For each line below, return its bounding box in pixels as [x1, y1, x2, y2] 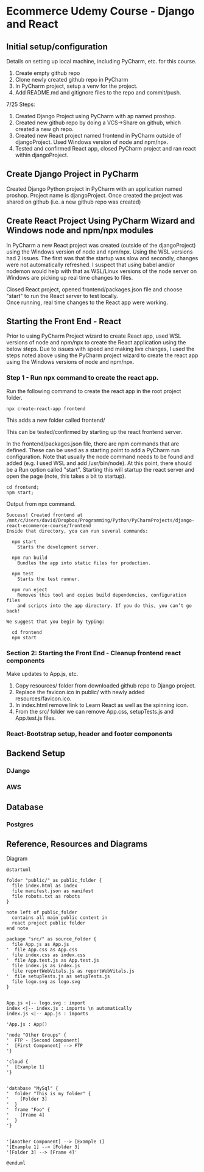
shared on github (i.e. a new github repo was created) [6, 198, 141, 205]
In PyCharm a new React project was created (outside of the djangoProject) [6, 241, 196, 249]
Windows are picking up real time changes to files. [6, 274, 133, 281]
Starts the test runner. [17, 576, 80, 582]
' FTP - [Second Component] [6, 1037, 80, 1043]
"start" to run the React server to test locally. [6, 292, 119, 299]
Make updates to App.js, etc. [6, 670, 79, 678]
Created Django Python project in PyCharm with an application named [6, 185, 183, 193]
